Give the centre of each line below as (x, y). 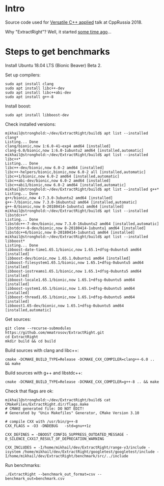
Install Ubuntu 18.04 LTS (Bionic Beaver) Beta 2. (54, 65)
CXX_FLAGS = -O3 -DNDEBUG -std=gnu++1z (48, 426)
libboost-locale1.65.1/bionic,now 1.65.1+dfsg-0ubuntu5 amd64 (70, 280)
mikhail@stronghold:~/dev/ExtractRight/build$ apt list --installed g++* (82, 189)
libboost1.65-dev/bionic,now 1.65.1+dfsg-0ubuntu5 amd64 (65, 306)
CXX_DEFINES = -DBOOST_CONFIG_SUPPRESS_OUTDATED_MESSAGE (65, 434)
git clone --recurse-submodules (38, 328)
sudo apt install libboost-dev (37, 115)
